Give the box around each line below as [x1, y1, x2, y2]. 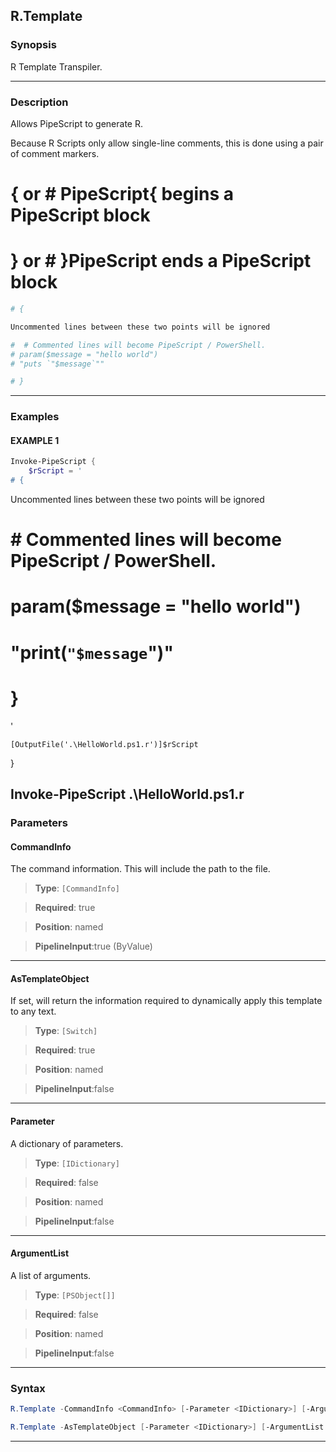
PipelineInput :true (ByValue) [34, 940, 153, 953]
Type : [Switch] [34, 1025, 98, 1037]
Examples [10, 410, 60, 424]
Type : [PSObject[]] [34, 1289, 116, 1301]
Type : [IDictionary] [34, 1157, 120, 1169]
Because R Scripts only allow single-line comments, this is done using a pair [10, 137, 324, 149]
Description [10, 95, 69, 109]
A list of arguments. [10, 1269, 92, 1281]
